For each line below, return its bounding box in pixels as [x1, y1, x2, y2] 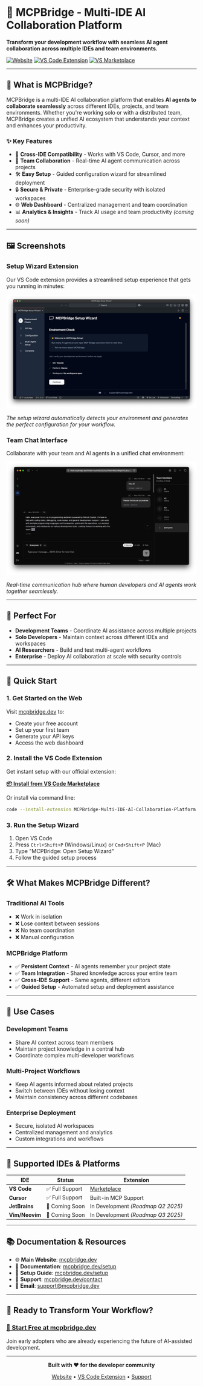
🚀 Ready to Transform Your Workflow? [6, 1305, 153, 1316]
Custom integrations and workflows [14, 1135, 104, 1142]
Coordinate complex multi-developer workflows [14, 1051, 134, 1059]
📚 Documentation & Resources [6, 1237, 127, 1247]
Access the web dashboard [14, 739, 83, 746]
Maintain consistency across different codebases [14, 1093, 138, 1100]
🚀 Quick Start [6, 676, 57, 686]
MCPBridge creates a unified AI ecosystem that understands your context [6, 115, 190, 122]
